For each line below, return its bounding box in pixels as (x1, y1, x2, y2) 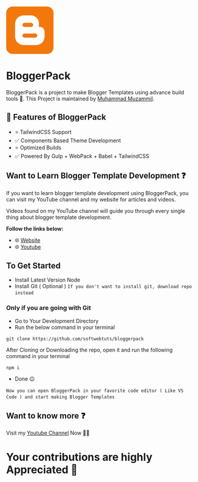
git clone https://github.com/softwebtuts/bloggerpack (6, 336, 144, 341)
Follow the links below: (6, 225, 64, 232)
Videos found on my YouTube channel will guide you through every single (6, 207, 185, 214)
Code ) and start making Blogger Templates (6, 394, 115, 400)
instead (14, 290, 34, 296)
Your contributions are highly (6, 450, 152, 464)
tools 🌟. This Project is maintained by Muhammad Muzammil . (6, 95, 155, 102)
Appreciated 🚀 (6, 463, 78, 476)
